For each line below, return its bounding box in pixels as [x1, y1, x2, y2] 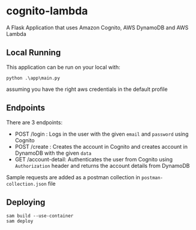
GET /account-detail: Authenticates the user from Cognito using [14, 155, 173, 162]
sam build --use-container [6, 213, 74, 219]
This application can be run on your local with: [6, 63, 120, 70]
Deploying [6, 197, 46, 207]
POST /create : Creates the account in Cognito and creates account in [14, 143, 188, 150]
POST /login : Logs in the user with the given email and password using [14, 130, 189, 137]
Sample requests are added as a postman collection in [6, 173, 141, 180]
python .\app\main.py [6, 75, 61, 81]
